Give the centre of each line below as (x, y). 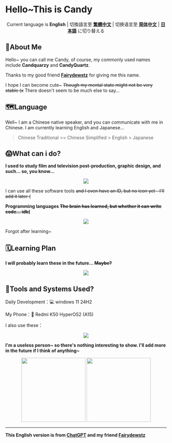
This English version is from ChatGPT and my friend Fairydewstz (76, 435)
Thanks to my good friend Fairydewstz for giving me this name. (73, 75)
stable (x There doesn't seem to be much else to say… (62, 90)
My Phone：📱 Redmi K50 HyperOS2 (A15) (49, 314)
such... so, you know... (30, 171)
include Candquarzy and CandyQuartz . (48, 65)
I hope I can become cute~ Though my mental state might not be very (79, 85)
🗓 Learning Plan (31, 248)
